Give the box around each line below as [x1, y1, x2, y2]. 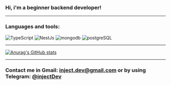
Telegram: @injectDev [5, 73, 62, 80]
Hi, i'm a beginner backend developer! [5, 4, 102, 11]
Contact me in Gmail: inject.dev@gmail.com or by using [5, 66, 146, 73]
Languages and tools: [5, 23, 60, 30]
